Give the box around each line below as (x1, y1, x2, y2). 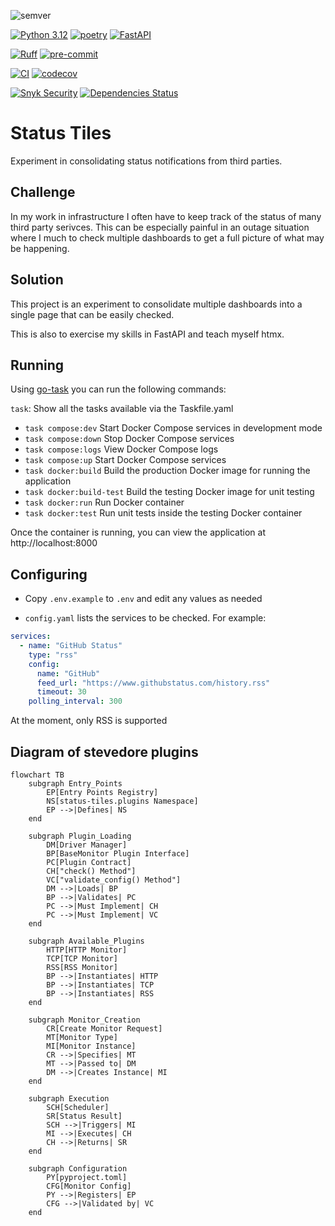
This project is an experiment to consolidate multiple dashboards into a (10, 298, 303, 310)
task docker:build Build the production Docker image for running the (24, 465, 311, 477)
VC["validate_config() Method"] (46, 875, 182, 885)
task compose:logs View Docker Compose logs (24, 443, 219, 455)
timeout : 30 (36, 687, 87, 697)
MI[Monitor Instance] (46, 1041, 137, 1051)
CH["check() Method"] (46, 866, 137, 876)
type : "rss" (28, 650, 78, 660)
